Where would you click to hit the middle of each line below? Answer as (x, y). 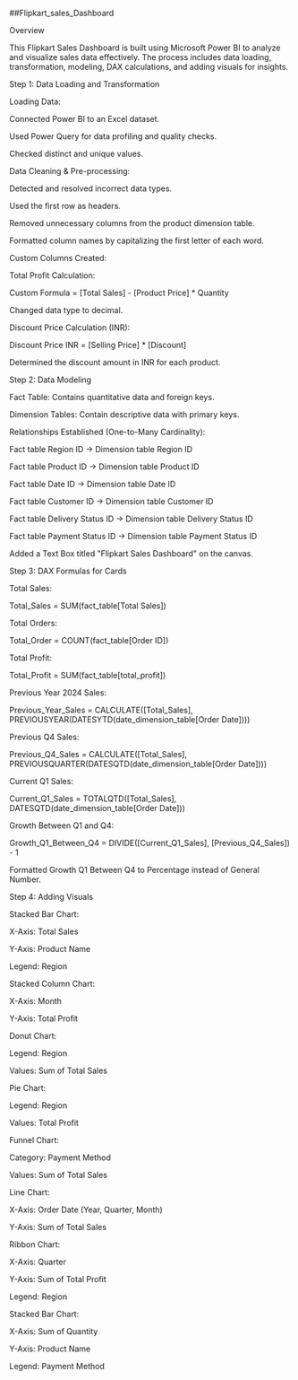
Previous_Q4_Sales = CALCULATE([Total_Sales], (98, 754)
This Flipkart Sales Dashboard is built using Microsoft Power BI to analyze (145, 48)
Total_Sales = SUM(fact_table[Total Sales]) (88, 606)
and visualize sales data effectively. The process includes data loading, (140, 57)
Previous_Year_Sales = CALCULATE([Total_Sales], (102, 710)
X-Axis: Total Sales (44, 931)
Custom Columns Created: (58, 258)
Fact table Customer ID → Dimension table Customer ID (111, 501)
